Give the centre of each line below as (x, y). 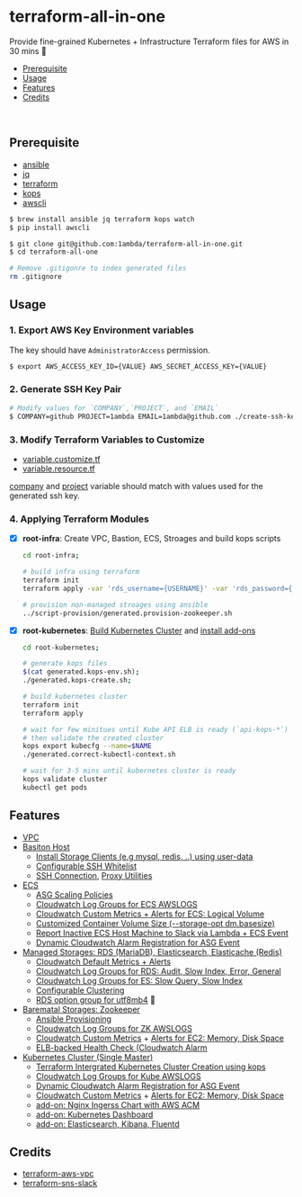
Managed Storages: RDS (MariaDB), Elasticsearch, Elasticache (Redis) (152, 951)
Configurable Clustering (80, 990)
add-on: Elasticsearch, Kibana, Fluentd (107, 1124)
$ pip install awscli (50, 228)
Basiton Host (46, 846)
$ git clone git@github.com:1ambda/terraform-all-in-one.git (126, 244)
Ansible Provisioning (74, 1019)
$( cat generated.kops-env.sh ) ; (81, 672)
